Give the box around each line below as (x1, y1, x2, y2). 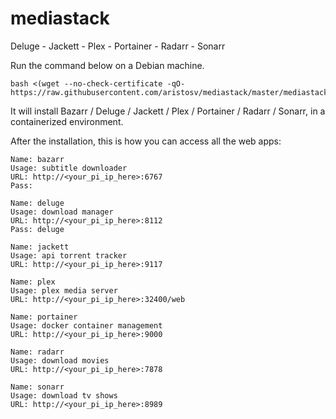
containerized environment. (10, 115, 124, 127)
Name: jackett (10, 242, 70, 252)
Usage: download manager (10, 207, 114, 217)
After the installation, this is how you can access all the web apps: (10, 135, 282, 147)
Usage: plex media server (10, 285, 118, 296)
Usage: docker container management (10, 320, 163, 331)
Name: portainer (10, 312, 78, 322)
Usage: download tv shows (10, 390, 118, 401)
